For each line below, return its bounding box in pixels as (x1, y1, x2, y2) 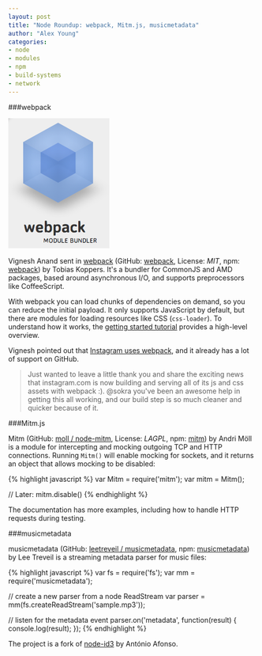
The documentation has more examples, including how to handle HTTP (8, 505, 239, 514)
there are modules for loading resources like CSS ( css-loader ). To (8, 313, 223, 323)
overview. (8, 330, 39, 339)
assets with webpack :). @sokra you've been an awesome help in (27, 386, 241, 396)
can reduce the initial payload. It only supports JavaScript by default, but (8, 305, 245, 314)
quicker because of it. (27, 403, 99, 412)
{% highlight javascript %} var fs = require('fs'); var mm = (8, 567, 196, 577)
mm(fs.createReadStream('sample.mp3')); (8, 600, 146, 609)
